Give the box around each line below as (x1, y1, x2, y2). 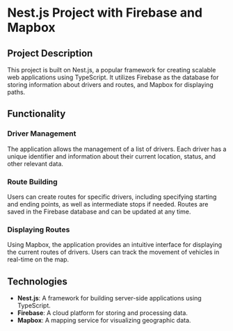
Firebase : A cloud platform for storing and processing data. (17, 309, 188, 317)
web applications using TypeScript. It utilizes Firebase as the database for (7, 73, 219, 81)
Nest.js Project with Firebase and (7, 5, 203, 21)
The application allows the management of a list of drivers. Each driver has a (7, 145, 227, 153)
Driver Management (7, 129, 77, 138)
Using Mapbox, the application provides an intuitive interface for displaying (7, 241, 223, 249)
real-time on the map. (7, 255, 70, 264)
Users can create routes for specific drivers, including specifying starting (7, 193, 217, 201)
